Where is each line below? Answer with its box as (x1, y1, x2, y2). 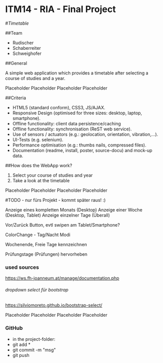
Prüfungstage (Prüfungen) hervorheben (5, 251, 88, 257)
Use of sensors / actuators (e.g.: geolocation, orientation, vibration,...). (12, 131, 158, 137)
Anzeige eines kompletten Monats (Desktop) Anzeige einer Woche (5, 206, 143, 212)
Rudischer (12, 39, 34, 46)
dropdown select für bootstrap (5, 286, 69, 293)
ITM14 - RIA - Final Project (5, 4, 116, 15)
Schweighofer (12, 50, 42, 56)
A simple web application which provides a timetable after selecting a (5, 69, 149, 76)
